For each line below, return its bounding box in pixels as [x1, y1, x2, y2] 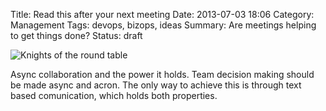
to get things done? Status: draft [10, 30, 143, 41]
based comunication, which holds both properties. [10, 90, 218, 101]
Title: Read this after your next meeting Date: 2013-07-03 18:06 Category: [10, 9, 315, 20]
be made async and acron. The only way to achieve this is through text [10, 79, 302, 91]
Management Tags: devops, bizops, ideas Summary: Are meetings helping [10, 19, 317, 31]
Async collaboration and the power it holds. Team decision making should [10, 69, 315, 80]
